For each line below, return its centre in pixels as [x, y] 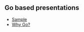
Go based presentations [42, 8]
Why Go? [21, 24]
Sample [19, 19]
